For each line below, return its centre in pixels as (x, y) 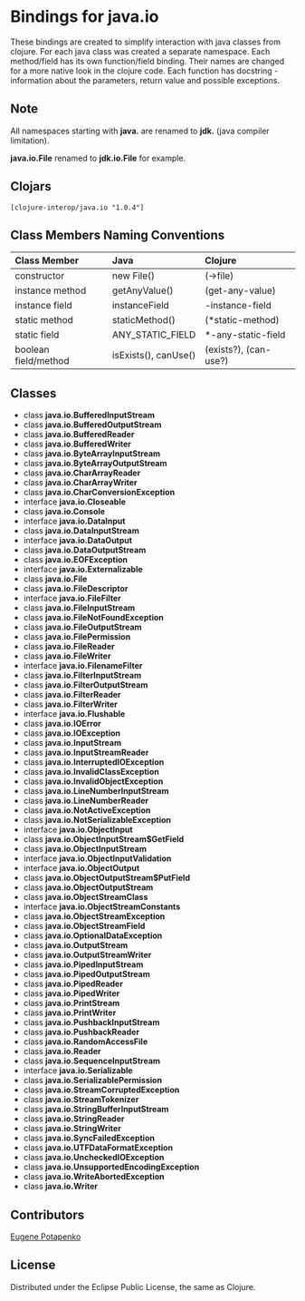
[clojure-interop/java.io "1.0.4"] (77, 207)
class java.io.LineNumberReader (86, 801)
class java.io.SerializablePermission (92, 1081)
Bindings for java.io (85, 17)
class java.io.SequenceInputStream (92, 1061)
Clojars (31, 186)
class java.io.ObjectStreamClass (86, 897)
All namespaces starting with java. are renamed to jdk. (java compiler (140, 131)
